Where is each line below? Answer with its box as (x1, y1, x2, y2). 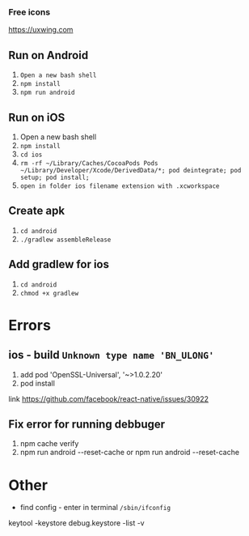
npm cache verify (19, 439, 79, 449)
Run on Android (8, 48, 89, 62)
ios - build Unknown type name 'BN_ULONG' (8, 348, 214, 362)
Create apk (8, 204, 65, 218)
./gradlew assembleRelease (19, 236, 112, 244)
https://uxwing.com (8, 25, 74, 35)
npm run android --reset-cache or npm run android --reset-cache (19, 448, 240, 457)
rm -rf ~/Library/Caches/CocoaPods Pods (19, 159, 158, 168)
